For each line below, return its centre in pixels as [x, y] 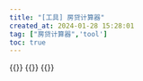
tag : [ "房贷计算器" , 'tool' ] [58, 34]
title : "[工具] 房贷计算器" [57, 17]
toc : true [28, 42]
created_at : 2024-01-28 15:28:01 [72, 26]
